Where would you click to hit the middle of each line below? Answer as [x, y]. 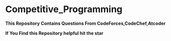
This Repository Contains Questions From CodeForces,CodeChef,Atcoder [85, 23]
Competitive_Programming [64, 9]
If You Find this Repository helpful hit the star [54, 33]
